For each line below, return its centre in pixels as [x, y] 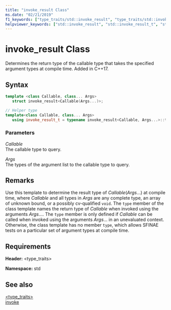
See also [19, 284]
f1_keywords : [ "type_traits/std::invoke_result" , [59, 19]
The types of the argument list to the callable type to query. [67, 164]
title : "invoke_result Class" [37, 10]
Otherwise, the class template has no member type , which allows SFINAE [82, 225]
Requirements [28, 246]
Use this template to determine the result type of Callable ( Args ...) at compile [85, 193]
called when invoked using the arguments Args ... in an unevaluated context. [85, 220]
